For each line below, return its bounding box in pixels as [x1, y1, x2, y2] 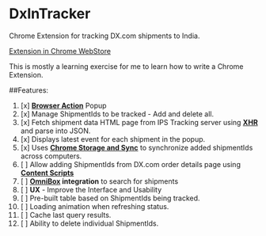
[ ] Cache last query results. [20, 210, 112, 219]
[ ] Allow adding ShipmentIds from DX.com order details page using [20, 159, 241, 169]
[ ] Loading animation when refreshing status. [20, 201, 169, 211]
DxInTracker [9, 5, 91, 23]
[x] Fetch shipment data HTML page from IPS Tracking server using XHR [20, 117, 258, 127]
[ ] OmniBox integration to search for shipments [20, 176, 179, 186]
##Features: [9, 85, 49, 95]
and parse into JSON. [20, 126, 91, 135]
